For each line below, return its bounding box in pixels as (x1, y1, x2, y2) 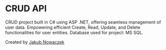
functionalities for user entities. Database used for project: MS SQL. (5, 29, 144, 35)
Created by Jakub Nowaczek (5, 39, 65, 45)
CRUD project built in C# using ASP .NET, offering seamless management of (5, 19, 162, 25)
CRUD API (5, 3, 47, 14)
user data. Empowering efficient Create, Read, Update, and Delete (5, 24, 141, 30)
